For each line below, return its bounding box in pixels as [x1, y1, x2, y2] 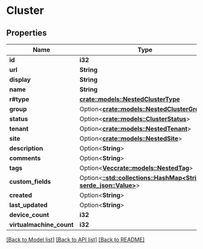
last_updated [9, 201, 48, 209]
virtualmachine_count [9, 221, 74, 228]
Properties [6, 28, 47, 38]
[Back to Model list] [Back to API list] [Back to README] [6, 236, 145, 243]
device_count [9, 211, 50, 219]
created [9, 191, 32, 199]
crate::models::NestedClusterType [79, 95, 180, 103]
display [9, 76, 31, 83]
